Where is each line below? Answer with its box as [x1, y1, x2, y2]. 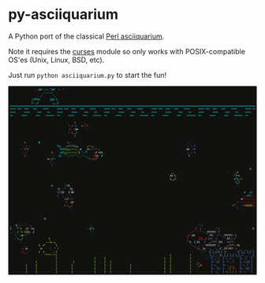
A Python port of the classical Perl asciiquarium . [8, 31, 165, 41]
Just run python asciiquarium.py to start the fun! [8, 70, 167, 79]
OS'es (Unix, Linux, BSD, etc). [8, 55, 105, 64]
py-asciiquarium [8, 6, 119, 24]
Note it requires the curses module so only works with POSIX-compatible [8, 46, 246, 56]
